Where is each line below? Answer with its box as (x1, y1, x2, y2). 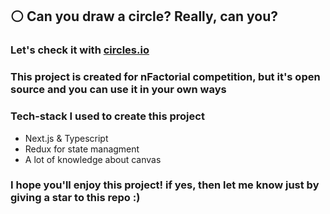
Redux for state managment (24, 143, 140, 155)
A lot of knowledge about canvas (24, 153, 162, 165)
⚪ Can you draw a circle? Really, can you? (10, 8, 278, 25)
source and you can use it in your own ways (10, 83, 227, 97)
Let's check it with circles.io (10, 43, 150, 57)
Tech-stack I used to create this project (10, 109, 205, 123)
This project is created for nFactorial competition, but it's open (10, 70, 321, 84)
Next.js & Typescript (24, 132, 109, 144)
